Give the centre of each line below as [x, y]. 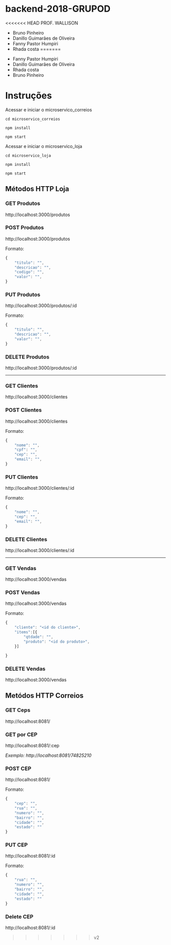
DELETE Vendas [25, 668]
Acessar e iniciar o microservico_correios [49, 109]
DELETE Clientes [26, 539]
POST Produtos [25, 228]
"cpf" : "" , [26, 450]
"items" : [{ [26, 632]
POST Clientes [24, 410]
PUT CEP [17, 845]
